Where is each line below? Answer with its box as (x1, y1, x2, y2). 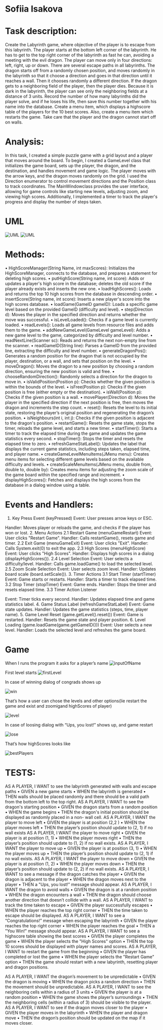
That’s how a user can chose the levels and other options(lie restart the (5, 698, 147, 704)
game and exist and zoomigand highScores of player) (5, 703, 112, 709)
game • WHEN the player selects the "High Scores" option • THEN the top (5, 938, 154, 944)
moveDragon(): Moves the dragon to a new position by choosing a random (5, 363, 154, 369)
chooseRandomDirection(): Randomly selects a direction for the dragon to (5, 373, 153, 379)
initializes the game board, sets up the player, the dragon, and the (5, 163, 136, 169)
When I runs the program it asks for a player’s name (5, 660, 108, 666)
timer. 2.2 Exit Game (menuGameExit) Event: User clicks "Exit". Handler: (5, 540, 149, 546)
